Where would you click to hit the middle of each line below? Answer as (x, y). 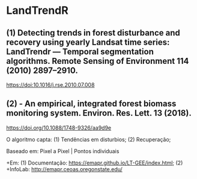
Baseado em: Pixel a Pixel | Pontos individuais (63, 151)
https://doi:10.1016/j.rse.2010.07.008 (50, 85)
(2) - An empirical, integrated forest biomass (91, 104)
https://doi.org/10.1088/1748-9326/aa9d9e (59, 128)
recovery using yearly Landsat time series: (88, 42)
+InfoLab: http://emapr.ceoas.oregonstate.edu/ (65, 169)
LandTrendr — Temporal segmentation (80, 52)
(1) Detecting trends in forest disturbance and (93, 33)
